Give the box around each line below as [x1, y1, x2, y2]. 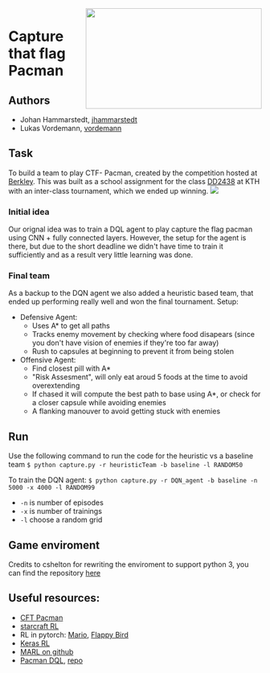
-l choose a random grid [19, 515, 103, 525]
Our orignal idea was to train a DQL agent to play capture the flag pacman [8, 224, 253, 234]
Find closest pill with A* [31, 363, 111, 373]
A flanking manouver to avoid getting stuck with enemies [31, 406, 221, 417]
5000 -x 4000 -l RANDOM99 [8, 484, 95, 492]
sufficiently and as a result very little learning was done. [8, 250, 194, 260]
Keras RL [19, 638, 51, 648]
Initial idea [8, 206, 50, 217]
